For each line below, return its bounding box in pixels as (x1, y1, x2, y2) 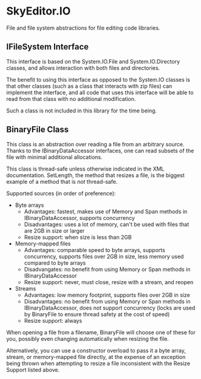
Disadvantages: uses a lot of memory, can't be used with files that (24, 221, 189, 228)
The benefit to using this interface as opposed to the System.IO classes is (6, 76, 191, 83)
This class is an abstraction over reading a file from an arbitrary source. (6, 140, 185, 147)
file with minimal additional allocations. (6, 153, 103, 161)
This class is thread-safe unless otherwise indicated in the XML (6, 165, 165, 172)
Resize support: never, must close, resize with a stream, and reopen (24, 278, 194, 285)
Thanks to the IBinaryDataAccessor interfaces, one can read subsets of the (6, 147, 194, 154)
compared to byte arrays (24, 259, 86, 267)
